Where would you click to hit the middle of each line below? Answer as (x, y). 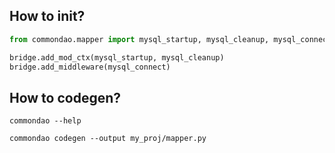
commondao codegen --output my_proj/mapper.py (108, 139)
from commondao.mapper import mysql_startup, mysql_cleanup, (139, 39)
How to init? (47, 16)
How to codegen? (65, 97)
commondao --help (45, 121)
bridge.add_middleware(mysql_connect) (90, 67)
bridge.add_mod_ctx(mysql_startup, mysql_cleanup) (117, 57)
